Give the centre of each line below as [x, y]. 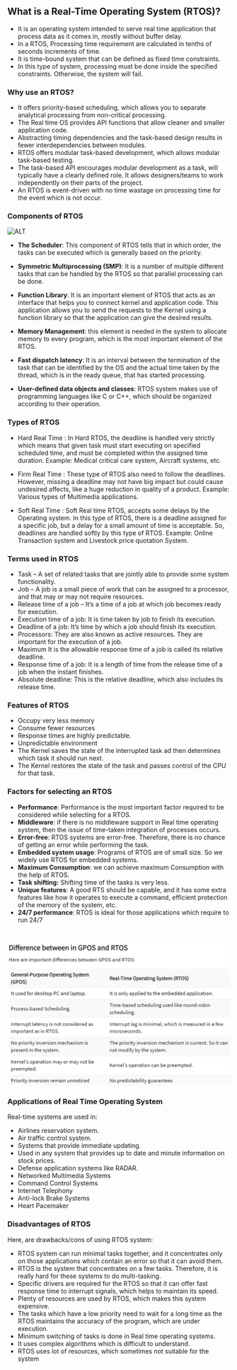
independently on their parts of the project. [80, 183]
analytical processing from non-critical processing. [92, 115]
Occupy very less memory [56, 720]
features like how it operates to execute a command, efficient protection [122, 897]
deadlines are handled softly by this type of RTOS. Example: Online [115, 533]
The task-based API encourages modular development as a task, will [117, 168]
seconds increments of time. [59, 51]
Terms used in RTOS [43, 558]
